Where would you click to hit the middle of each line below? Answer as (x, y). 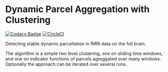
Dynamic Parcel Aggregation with (77, 9)
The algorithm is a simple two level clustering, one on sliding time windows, (84, 53)
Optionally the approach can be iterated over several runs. (66, 64)
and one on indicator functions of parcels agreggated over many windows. (83, 58)
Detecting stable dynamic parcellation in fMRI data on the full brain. (76, 43)
